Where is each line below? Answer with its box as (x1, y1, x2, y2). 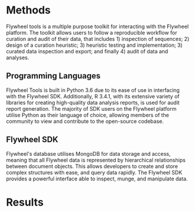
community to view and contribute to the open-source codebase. (6, 118, 164, 125)
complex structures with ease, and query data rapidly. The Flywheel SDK (6, 169, 183, 176)
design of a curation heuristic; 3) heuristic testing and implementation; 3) (6, 42, 183, 49)
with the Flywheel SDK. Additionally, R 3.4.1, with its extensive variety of (6, 93, 180, 100)
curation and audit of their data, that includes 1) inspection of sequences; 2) (6, 35, 190, 42)
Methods (6, 4, 51, 17)
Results (6, 196, 44, 208)
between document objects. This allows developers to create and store (6, 162, 178, 170)
